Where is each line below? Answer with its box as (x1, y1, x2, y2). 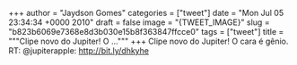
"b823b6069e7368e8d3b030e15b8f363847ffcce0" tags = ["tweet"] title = (8, 27, 284, 37)
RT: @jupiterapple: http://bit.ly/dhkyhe (8, 45, 150, 56)
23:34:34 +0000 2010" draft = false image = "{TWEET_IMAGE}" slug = (8, 17, 270, 28)
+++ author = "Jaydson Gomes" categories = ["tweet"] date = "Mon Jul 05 (8, 8, 284, 18)
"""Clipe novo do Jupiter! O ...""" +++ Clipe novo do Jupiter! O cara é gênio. (8, 36, 289, 46)
